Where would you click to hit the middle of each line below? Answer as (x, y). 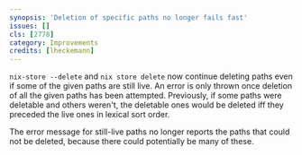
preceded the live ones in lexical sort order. (90, 115)
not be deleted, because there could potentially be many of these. (132, 142)
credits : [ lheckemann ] (52, 51)
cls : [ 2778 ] (32, 34)
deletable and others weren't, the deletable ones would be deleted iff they (146, 105)
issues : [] (30, 26)
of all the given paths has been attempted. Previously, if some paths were (146, 96)
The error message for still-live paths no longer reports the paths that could (150, 132)
